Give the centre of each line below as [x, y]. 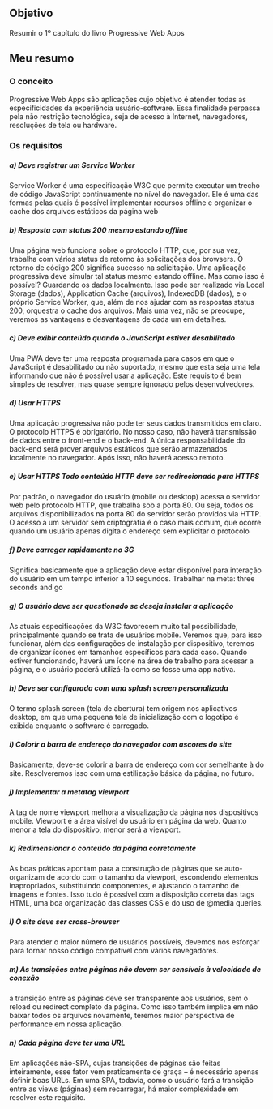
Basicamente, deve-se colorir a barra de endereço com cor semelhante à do [136, 764]
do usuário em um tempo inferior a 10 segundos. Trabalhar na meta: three [132, 579]
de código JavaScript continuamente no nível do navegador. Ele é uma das [134, 195]
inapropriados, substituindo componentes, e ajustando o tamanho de [124, 886]
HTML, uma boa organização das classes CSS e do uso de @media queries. [136, 903]
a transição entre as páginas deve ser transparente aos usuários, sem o [129, 998]
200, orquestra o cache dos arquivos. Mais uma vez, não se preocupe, [127, 310]
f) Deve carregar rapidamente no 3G [72, 550]
